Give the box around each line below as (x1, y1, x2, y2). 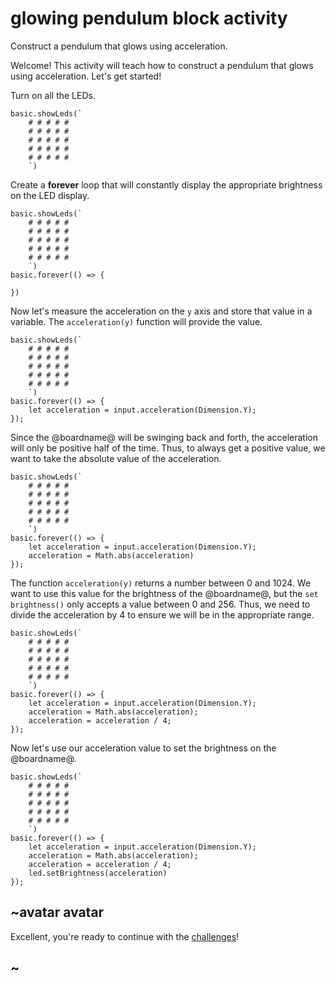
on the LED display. (10, 189, 90, 201)
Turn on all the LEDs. (10, 89, 96, 101)
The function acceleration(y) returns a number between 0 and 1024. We (10, 577, 312, 589)
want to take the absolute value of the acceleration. (10, 452, 222, 464)
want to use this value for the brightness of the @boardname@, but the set (10, 587, 319, 599)
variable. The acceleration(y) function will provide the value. (10, 315, 263, 327)
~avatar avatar (10, 904, 105, 921)
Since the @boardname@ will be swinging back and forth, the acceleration (10, 431, 318, 443)
